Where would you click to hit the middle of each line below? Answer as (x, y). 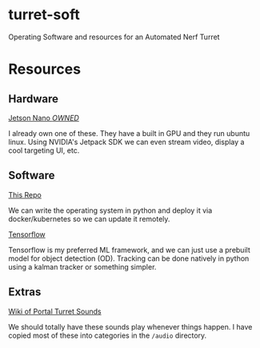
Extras (25, 292)
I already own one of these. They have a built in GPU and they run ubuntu (129, 133)
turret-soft (44, 15)
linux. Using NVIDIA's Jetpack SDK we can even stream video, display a (126, 142)
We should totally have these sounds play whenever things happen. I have (130, 326)
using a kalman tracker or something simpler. (82, 266)
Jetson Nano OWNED (44, 118)
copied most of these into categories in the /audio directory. (108, 335)
